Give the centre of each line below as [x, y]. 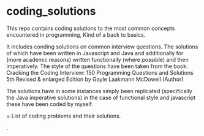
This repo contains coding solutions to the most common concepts [91, 28]
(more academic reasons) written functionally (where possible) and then [97, 59]
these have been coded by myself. [50, 104]
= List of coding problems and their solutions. [64, 116]
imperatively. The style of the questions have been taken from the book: [97, 66]
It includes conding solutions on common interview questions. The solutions [102, 47]
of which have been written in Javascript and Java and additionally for [95, 53]
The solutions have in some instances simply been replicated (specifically [100, 91]
